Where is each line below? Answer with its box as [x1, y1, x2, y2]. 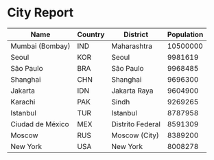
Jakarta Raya [111, 86, 154, 95]
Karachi [10, 97, 36, 106]
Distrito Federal [111, 119, 161, 128]
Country [77, 30, 105, 39]
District [123, 30, 149, 39]
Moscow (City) [111, 130, 160, 140]
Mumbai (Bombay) [10, 41, 71, 51]
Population [167, 30, 204, 39]
